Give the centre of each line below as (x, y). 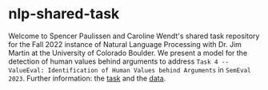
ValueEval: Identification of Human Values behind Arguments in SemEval (130, 69)
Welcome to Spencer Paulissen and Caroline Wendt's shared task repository (134, 36)
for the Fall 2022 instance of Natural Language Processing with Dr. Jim (125, 44)
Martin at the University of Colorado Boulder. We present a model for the (128, 53)
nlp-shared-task (64, 14)
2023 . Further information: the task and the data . (87, 78)
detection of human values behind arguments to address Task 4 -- (119, 61)
